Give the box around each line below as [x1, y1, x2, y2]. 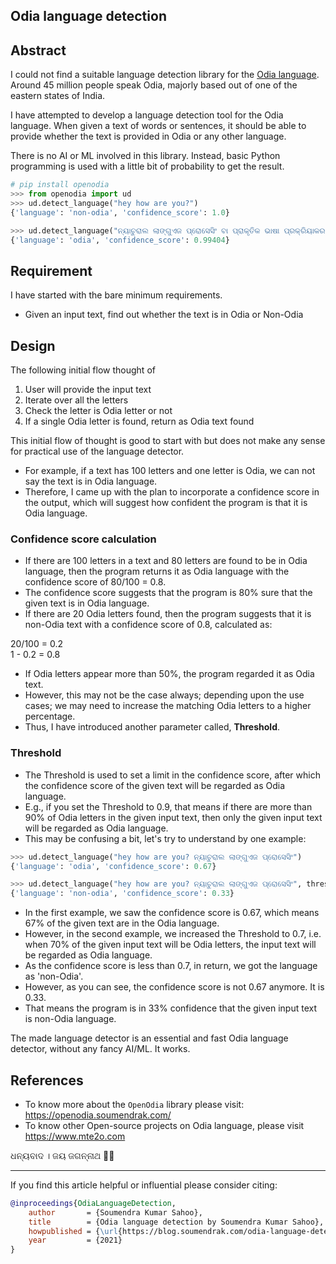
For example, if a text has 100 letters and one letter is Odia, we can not [24, 465, 316, 477]
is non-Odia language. [24, 1013, 117, 1025]
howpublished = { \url [28, 1226, 118, 1236]
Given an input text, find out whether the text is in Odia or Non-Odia [24, 309, 304, 321]
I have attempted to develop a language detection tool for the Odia [10, 109, 284, 121]
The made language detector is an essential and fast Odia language [10, 1032, 289, 1044]
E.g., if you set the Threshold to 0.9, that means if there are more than [24, 800, 313, 813]
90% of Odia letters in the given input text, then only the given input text [24, 811, 323, 823]
